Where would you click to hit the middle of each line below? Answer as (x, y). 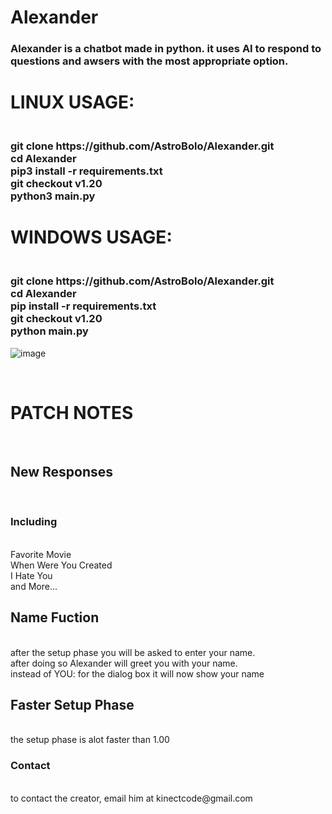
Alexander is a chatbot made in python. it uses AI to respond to (166, 49)
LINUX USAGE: (72, 102)
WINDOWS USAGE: (91, 237)
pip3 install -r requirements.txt (86, 171)
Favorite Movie (41, 554)
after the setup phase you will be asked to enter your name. (133, 652)
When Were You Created (61, 565)
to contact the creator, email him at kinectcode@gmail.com (131, 798)
